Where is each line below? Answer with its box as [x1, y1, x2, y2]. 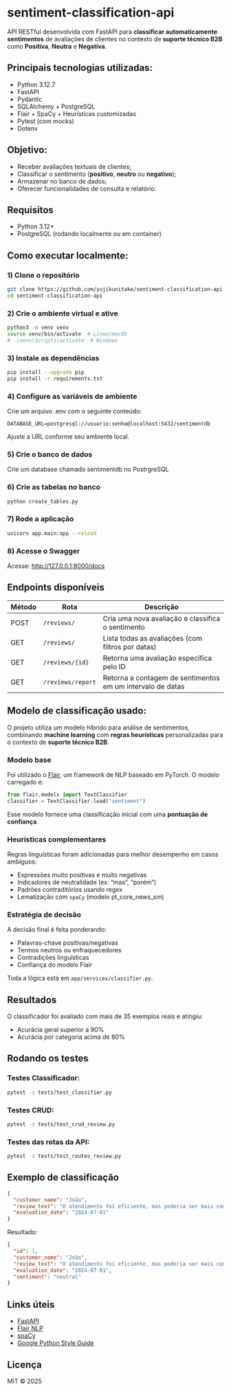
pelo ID [102, 661, 126, 671]
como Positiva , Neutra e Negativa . [7, 42, 107, 50]
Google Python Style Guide [16, 1339, 94, 1347]
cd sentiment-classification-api [7, 292, 103, 299]
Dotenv [16, 124, 38, 132]
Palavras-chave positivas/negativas [16, 939, 118, 947]
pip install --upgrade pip [7, 369, 85, 376]
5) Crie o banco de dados [7, 450, 93, 459]
